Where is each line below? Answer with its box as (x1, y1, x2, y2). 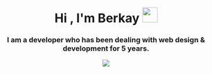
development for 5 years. (62, 44, 150, 53)
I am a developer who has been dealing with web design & (6, 35, 206, 45)
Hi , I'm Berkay (54, 10, 140, 26)
